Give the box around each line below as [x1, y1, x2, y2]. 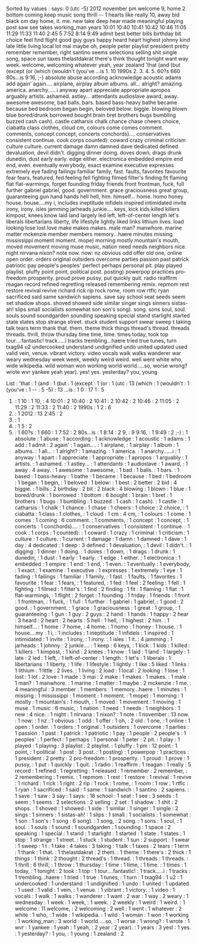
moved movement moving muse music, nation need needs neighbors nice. [6, 243, 187, 250]
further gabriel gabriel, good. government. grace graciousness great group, [6, 187, 189, 193]
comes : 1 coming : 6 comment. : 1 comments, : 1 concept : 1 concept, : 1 [14, 517, 189, 524]
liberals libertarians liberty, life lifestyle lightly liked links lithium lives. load [6, 218, 184, 225]
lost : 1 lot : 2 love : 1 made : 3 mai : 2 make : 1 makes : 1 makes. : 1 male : [14, 673, 189, 680]
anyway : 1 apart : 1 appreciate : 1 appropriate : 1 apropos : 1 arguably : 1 [14, 454, 188, 461]
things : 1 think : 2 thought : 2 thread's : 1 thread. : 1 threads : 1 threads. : [14, 855, 189, 862]
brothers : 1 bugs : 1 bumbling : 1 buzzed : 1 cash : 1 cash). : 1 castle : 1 [14, 498, 183, 505]
